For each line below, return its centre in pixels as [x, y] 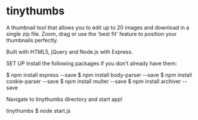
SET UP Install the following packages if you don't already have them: [92, 63]
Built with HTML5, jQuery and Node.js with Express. [69, 51]
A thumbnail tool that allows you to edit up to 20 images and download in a [98, 27]
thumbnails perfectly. [32, 40]
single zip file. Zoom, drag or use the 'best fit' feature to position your [92, 33]
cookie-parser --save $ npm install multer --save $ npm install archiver [94, 81]
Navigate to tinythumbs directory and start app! [64, 99]
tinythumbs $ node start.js [38, 110]
